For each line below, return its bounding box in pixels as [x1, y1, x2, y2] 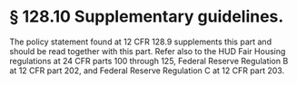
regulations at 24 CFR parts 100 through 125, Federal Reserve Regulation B [9, 55, 289, 66]
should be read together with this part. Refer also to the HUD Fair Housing [9, 45, 286, 56]
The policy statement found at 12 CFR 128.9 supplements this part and [9, 36, 272, 47]
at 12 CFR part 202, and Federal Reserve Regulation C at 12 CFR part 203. [9, 65, 284, 76]
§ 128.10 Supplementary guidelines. [9, 6, 284, 27]
